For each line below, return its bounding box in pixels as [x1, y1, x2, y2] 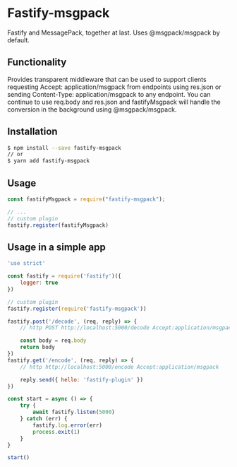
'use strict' [7, 260, 46, 267]
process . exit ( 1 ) [32, 428, 80, 435]
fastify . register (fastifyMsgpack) [7, 221, 109, 229]
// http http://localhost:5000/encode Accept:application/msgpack [20, 363, 219, 370]
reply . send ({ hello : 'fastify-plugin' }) [20, 376, 143, 383]
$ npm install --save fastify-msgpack [7, 144, 121, 151]
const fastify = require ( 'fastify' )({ [7, 273, 121, 280]
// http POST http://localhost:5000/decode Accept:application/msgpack [20, 324, 235, 331]
